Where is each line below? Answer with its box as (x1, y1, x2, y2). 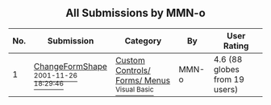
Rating (223, 40, 249, 51)
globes (213, 63, 240, 75)
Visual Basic (115, 84, 155, 94)
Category (124, 35, 162, 46)
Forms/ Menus (115, 75, 171, 86)
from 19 (213, 74, 244, 85)
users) (213, 83, 239, 95)
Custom (115, 55, 145, 66)
